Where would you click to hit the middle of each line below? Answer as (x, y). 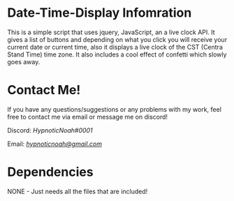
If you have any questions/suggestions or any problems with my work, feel (115, 109)
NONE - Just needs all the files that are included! (78, 191)
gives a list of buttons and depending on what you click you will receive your (117, 39)
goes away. (24, 61)
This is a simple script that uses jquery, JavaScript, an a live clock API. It (111, 32)
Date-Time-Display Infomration (100, 13)
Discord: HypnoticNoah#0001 (50, 130)
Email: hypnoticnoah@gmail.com (55, 144)
